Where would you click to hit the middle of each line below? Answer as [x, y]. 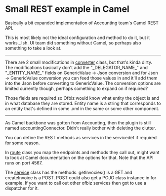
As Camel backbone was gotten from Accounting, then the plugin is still [78, 122]
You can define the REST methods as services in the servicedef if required [81, 137]
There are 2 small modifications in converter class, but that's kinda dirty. [79, 62]
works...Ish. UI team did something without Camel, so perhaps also [73, 42]
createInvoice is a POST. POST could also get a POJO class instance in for [81, 177]
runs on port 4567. [24, 163]
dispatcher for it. [22, 188]
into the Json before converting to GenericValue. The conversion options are [83, 83]
